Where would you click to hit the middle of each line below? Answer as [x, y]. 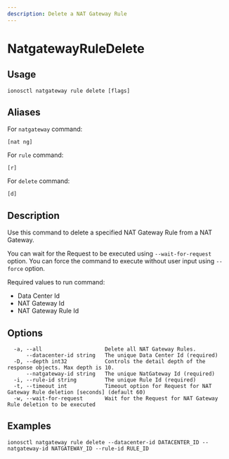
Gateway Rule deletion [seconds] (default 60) [77, 392]
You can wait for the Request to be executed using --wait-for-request [110, 253]
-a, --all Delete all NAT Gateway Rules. [105, 349]
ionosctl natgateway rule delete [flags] [69, 91]
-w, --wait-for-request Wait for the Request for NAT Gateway [116, 398]
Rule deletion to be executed [52, 405]
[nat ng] [20, 142]
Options [25, 333]
